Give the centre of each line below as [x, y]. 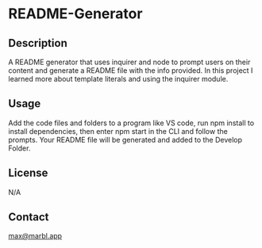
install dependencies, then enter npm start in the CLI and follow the [118, 131]
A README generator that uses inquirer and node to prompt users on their [129, 62]
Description [38, 43]
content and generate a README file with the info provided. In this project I [131, 71]
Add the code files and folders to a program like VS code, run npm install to [131, 123]
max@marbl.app [35, 236]
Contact [29, 217]
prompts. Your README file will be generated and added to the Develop [125, 139]
